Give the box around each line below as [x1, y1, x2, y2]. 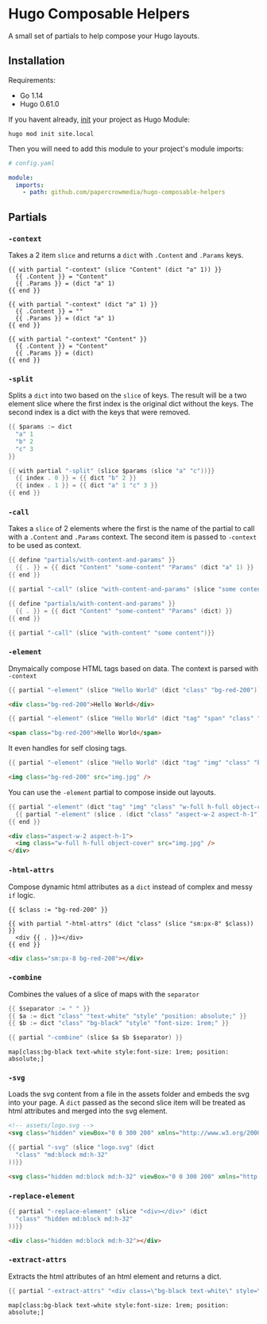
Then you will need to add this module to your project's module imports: [8, 144, 244, 153]
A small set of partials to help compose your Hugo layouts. [8, 31, 200, 41]
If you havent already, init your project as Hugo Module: [8, 115, 191, 124]
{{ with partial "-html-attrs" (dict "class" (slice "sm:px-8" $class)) [8, 919, 254, 927]
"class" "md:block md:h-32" [15, 1151, 109, 1159]
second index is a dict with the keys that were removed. [8, 407, 191, 417]
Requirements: [8, 75, 56, 84]
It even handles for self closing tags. [8, 744, 127, 753]
